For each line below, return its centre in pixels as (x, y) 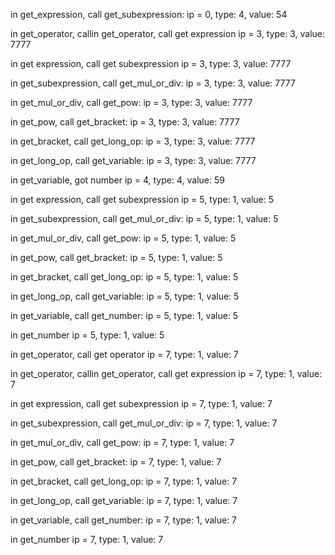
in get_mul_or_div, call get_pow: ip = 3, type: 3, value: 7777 (131, 102)
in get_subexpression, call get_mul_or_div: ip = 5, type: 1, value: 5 (144, 218)
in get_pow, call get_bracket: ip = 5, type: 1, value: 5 (116, 257)
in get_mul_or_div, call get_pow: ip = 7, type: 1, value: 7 (122, 442)
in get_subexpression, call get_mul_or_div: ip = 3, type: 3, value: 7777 (153, 83)
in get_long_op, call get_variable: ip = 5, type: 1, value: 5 (125, 296)
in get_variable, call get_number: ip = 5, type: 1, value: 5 (124, 315)
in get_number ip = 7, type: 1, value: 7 (87, 539)
